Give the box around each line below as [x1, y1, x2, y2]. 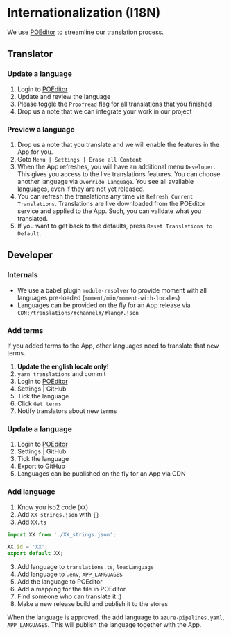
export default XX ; [7, 550, 64, 557]
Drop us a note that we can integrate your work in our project [17, 107, 192, 116]
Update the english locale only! [17, 362, 110, 371]
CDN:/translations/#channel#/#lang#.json [17, 309, 139, 316]
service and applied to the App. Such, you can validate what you [17, 207, 202, 215]
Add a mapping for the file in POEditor [17, 585, 126, 594]
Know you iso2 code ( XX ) [17, 503, 89, 511]
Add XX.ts [17, 518, 47, 526]
